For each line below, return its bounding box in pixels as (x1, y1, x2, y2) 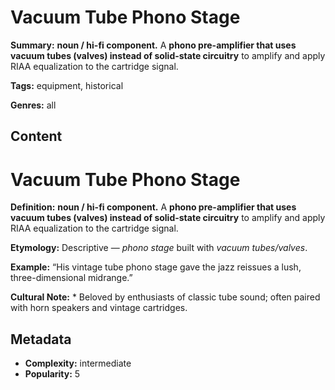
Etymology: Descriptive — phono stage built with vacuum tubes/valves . (10, 242, 308, 254)
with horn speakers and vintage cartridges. (10, 302, 188, 314)
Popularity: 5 (24, 368, 81, 380)
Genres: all (10, 99, 57, 111)
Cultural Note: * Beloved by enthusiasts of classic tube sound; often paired (10, 291, 321, 303)
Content (10, 128, 63, 145)
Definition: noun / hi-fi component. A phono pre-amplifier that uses (10, 201, 297, 213)
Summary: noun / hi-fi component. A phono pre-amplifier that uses (10, 39, 297, 51)
